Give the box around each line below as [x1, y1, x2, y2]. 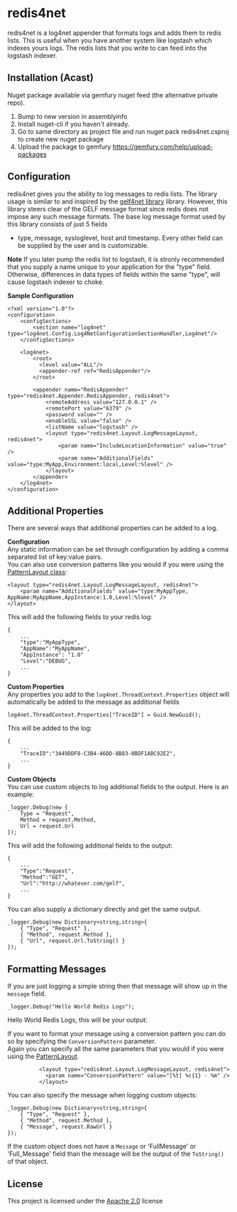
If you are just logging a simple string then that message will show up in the [7, 982, 228, 991]
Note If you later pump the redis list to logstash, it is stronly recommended [7, 255, 225, 263]
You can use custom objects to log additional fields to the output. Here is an [7, 783, 229, 791]
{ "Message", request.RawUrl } [20, 1123, 113, 1131]
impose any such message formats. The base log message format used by [7, 212, 226, 221]
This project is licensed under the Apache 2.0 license [7, 1197, 163, 1205]
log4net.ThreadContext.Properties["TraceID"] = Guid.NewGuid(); [7, 712, 202, 719]
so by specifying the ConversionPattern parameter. [7, 1037, 156, 1045]
